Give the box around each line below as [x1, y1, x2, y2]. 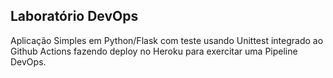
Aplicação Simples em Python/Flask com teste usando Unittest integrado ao [10, 34, 324, 46]
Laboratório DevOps [10, 8, 139, 25]
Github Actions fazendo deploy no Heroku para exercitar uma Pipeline [10, 45, 298, 57]
